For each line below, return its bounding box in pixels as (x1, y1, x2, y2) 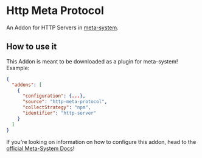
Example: (6, 64, 30, 71)
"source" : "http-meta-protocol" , (22, 99, 108, 105)
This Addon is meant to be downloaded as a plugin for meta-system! (6, 57, 178, 65)
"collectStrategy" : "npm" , (22, 104, 91, 110)
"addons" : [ (12, 82, 43, 88)
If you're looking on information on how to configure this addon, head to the (6, 138, 197, 145)
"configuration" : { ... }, (22, 93, 86, 99)
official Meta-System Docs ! (6, 145, 75, 152)
